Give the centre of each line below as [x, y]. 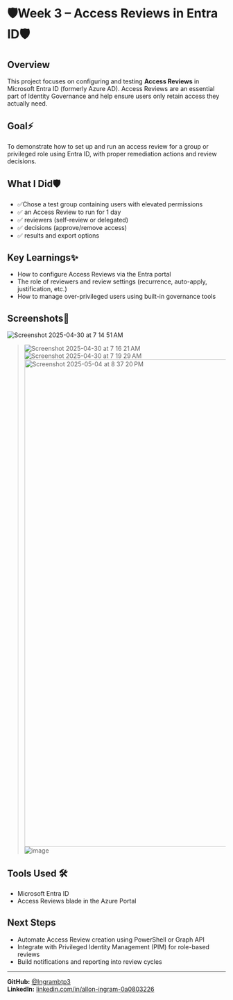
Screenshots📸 [38, 318]
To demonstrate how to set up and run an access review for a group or [108, 146]
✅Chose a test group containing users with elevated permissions [110, 204]
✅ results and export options [58, 235]
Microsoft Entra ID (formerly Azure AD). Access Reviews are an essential [111, 89]
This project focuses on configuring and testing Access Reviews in [103, 81]
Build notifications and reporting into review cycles [89, 961]
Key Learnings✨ [43, 258]
